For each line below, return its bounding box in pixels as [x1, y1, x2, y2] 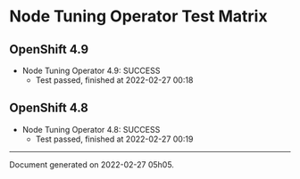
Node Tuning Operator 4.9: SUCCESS [21, 65, 161, 76]
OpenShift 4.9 [9, 42, 89, 57]
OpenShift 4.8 [9, 101, 89, 116]
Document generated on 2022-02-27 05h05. [9, 159, 174, 170]
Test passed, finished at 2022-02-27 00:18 [35, 75, 194, 85]
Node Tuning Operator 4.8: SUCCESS [21, 124, 161, 134]
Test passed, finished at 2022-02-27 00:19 [35, 134, 194, 144]
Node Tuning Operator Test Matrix [9, 6, 268, 27]
